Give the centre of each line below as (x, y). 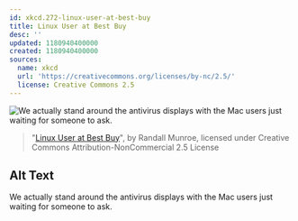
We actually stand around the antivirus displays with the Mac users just (141, 197)
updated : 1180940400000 (54, 43)
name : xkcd (38, 69)
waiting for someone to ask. (61, 207)
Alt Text (32, 175)
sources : (26, 60)
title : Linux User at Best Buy (68, 26)
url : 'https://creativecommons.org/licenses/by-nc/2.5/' (126, 77)
